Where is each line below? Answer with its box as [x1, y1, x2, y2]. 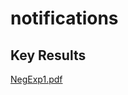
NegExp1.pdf [10, 73, 63, 85]
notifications [10, 7, 119, 30]
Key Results [10, 47, 87, 64]
